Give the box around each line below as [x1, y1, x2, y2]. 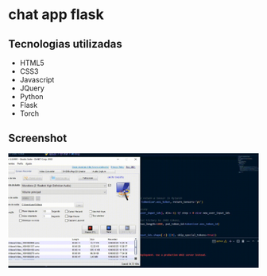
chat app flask [8, 6, 105, 24]
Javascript [19, 75, 55, 84]
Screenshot [8, 132, 68, 145]
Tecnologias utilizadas [8, 37, 122, 51]
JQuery [19, 83, 45, 93]
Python [19, 92, 44, 101]
